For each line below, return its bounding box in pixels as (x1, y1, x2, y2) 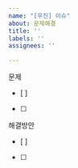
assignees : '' (8, 42, 56, 50)
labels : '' (8, 34, 45, 43)
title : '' (8, 27, 42, 35)
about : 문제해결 (8, 19, 56, 27)
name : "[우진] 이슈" (8, 11, 71, 20)
